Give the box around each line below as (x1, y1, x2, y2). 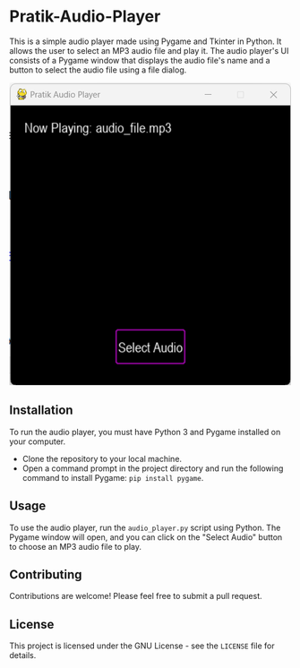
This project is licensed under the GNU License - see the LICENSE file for (9, 640, 275, 651)
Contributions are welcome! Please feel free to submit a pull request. (9, 591, 262, 602)
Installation (9, 403, 73, 418)
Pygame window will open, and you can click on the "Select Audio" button (9, 531, 283, 543)
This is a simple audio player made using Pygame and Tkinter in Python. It (9, 36, 282, 47)
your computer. (9, 436, 66, 447)
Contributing (9, 567, 82, 582)
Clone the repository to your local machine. (21, 453, 182, 464)
